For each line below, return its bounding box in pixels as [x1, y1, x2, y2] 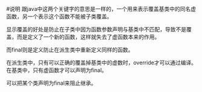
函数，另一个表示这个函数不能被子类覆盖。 [6, 13, 112, 20]
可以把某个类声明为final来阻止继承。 [6, 79, 97, 87]
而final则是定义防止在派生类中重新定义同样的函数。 [6, 46, 134, 53]
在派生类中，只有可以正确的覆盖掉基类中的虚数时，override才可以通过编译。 [6, 59, 197, 66]
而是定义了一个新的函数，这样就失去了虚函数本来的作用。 [16, 33, 160, 41]
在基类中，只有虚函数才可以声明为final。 [6, 67, 108, 74]
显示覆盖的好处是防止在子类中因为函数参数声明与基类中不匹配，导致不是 [6, 26, 186, 33]
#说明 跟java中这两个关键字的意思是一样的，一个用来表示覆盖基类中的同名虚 [6, 5, 197, 12]
